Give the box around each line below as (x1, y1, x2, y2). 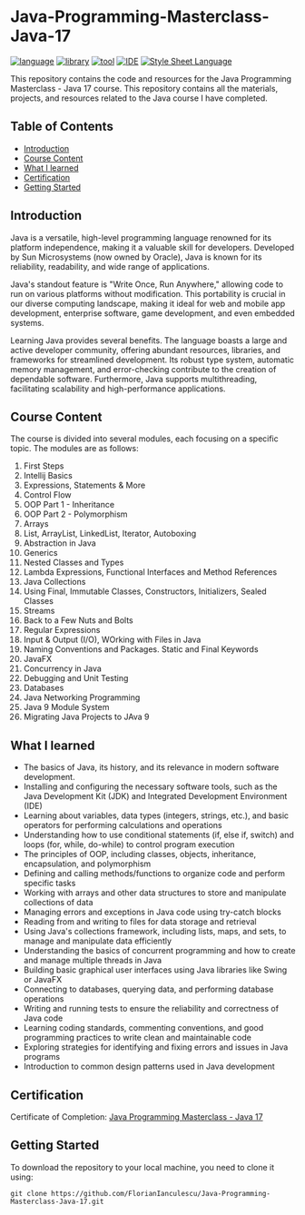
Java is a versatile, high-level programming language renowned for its (10, 232, 271, 242)
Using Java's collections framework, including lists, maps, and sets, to (23, 926, 287, 937)
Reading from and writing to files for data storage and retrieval (23, 916, 257, 927)
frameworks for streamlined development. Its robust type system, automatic (10, 354, 294, 365)
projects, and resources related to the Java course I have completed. (10, 93, 269, 104)
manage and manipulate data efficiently (23, 935, 172, 946)
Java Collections (23, 577, 86, 588)
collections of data (23, 897, 93, 908)
